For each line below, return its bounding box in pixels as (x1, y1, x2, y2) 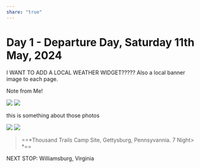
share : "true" (6, 9, 43, 15)
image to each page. (6, 75, 58, 83)
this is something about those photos (6, 112, 100, 119)
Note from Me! (6, 87, 43, 94)
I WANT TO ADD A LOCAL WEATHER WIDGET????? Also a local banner (6, 69, 185, 76)
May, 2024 (6, 48, 62, 62)
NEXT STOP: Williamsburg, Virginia (6, 155, 94, 162)
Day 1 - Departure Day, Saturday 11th (6, 35, 194, 49)
